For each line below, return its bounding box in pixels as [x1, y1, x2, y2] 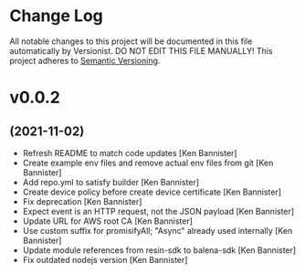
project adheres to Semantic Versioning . [9, 55, 161, 66]
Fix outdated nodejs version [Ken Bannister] [22, 254, 188, 265]
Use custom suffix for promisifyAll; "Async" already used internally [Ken [22, 225, 293, 236]
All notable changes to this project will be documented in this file [9, 36, 253, 47]
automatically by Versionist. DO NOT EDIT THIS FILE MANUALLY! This [9, 45, 273, 56]
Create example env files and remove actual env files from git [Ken [22, 157, 274, 168]
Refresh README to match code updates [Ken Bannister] [22, 147, 237, 158]
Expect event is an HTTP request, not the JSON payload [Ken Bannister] [22, 205, 295, 216]
